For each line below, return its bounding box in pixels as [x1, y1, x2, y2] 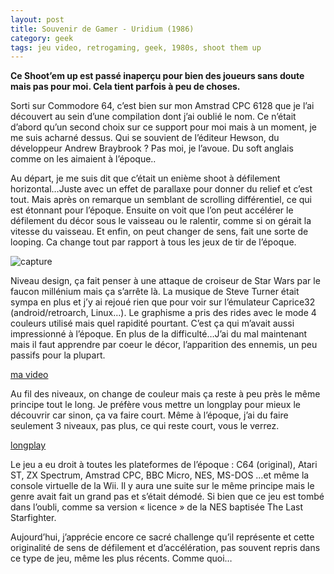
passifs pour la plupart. [10, 349, 106, 361]
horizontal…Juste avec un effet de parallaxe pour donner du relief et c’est [10, 183, 313, 195]
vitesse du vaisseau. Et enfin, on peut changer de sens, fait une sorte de [10, 226, 309, 238]
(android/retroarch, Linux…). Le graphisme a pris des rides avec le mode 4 [10, 307, 317, 319]
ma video [10, 369, 49, 381]
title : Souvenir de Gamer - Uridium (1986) [10, 24, 195, 34]
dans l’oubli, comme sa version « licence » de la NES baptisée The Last [10, 501, 303, 513]
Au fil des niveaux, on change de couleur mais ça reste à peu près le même [10, 388, 321, 400]
